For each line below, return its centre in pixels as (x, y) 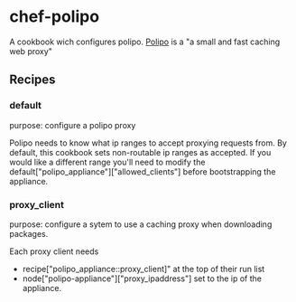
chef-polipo (55, 17)
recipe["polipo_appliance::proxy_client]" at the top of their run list (143, 269)
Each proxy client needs (54, 251)
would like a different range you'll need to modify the (107, 162)
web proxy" (31, 51)
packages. (29, 233)
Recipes (32, 80)
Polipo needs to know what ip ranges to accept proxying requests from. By (148, 143)
